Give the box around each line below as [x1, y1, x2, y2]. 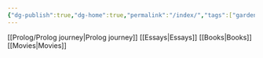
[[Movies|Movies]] [7, 40, 68, 50]
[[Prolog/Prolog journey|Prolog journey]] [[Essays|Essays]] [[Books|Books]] [7, 32, 252, 42]
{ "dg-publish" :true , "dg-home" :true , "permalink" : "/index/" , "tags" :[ [7, 11, 233, 19]
